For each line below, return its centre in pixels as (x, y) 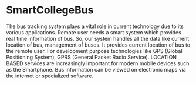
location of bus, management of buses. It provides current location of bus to (98, 45)
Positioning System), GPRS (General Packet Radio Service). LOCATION (92, 57)
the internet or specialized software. (50, 76)
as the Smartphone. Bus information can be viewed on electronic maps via (96, 69)
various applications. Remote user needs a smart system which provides (94, 32)
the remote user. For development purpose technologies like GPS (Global (94, 51)
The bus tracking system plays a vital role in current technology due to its (95, 26)
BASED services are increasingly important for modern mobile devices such (98, 63)
